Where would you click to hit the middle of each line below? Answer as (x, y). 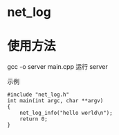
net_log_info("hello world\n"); (66, 113)
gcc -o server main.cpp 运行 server (58, 67)
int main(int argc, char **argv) (55, 101)
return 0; (34, 119)
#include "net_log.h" (38, 95)
